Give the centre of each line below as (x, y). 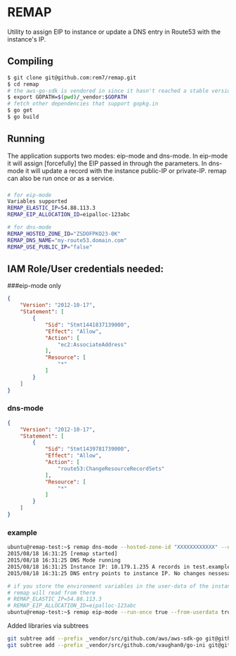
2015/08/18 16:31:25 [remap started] (63, 554)
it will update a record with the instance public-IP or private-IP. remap (126, 170)
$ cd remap (23, 84)
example (22, 532)
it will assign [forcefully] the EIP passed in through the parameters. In (107, 163)
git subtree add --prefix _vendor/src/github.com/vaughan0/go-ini (106, 645)
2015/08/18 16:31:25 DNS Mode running (64, 560)
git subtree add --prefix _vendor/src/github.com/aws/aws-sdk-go (105, 639)
